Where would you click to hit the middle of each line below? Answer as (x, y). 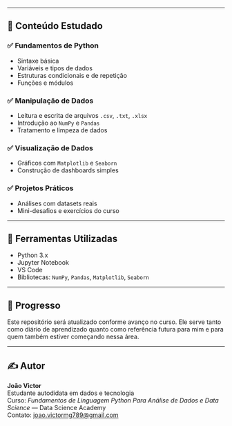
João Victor (24, 386)
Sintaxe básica (38, 61)
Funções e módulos (45, 83)
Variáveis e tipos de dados (55, 68)
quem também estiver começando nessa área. (73, 337)
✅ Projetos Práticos (40, 188)
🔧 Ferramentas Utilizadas (62, 239)
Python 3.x (32, 255)
